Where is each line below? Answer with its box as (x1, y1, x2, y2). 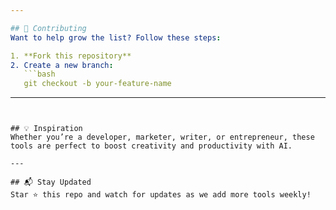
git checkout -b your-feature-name (23, 79, 172, 89)
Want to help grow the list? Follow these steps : (10, 32, 222, 43)
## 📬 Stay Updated (10, 177, 92, 188)
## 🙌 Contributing (10, 23, 87, 33)
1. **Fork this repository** (10, 51, 132, 61)
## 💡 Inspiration (10, 124, 83, 134)
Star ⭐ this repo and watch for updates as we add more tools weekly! (10, 190, 312, 200)
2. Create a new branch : (10, 60, 114, 70)
